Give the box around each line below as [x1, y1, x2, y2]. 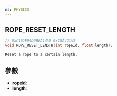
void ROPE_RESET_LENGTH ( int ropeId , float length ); [5, 43, 113, 48]
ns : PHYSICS [5, 7, 29, 12]
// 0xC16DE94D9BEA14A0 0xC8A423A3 [5, 38, 76, 43]
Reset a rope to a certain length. [5, 52, 78, 57]
